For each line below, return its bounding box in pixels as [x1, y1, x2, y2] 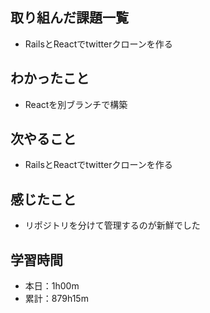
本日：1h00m [24, 280, 80, 292]
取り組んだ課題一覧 [10, 9, 129, 27]
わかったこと [10, 70, 90, 87]
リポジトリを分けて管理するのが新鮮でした [24, 219, 201, 232]
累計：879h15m [24, 293, 89, 305]
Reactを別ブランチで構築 [24, 98, 128, 110]
